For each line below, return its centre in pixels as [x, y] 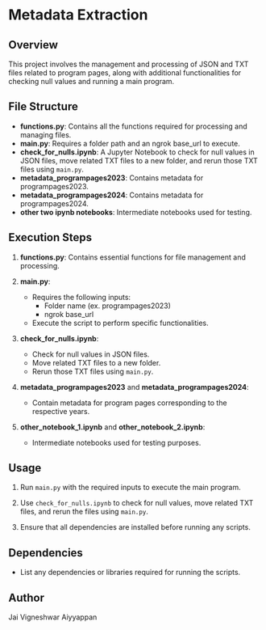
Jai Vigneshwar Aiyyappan [53, 617]
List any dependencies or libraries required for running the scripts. [130, 573]
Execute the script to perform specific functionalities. [120, 323]
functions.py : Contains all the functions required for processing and [133, 126]
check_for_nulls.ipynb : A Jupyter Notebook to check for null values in [137, 152]
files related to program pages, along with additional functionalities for [125, 73]
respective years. [61, 411]
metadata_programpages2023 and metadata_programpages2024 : [134, 387]
